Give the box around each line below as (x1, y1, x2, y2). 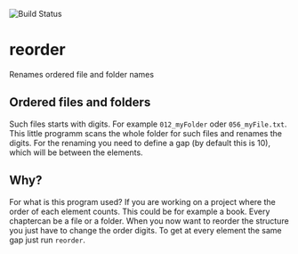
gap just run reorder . (9, 234, 86, 245)
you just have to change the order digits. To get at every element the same (9, 225, 282, 235)
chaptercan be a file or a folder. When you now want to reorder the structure (9, 215, 289, 226)
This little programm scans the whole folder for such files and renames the (9, 127, 283, 138)
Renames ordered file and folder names (9, 69, 154, 79)
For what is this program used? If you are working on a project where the (9, 196, 276, 207)
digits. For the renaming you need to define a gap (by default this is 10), (9, 137, 271, 148)
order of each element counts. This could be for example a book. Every (9, 206, 270, 217)
